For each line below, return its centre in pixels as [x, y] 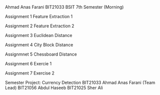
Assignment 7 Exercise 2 [30, 73]
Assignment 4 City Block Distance [39, 45]
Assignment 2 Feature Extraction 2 [40, 26]
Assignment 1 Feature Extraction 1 [39, 16]
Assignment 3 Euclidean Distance [39, 35]
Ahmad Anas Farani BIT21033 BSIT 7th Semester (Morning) [64, 7]
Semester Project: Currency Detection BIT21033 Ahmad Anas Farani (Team [80, 83]
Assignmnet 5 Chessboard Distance [41, 54]
